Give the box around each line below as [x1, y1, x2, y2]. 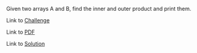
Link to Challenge [6, 17, 50, 23]
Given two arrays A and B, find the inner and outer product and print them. [6, 5, 192, 12]
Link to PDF [6, 28, 35, 36]
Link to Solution [6, 40, 45, 47]
